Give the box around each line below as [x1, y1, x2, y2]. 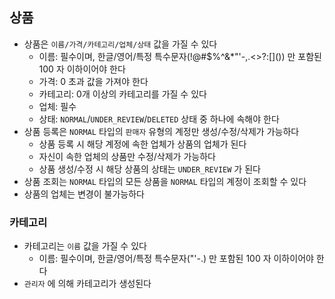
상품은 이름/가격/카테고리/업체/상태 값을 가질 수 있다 [23, 38, 218, 50]
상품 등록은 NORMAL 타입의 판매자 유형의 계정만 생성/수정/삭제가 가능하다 [23, 125, 300, 137]
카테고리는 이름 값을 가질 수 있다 [23, 240, 147, 252]
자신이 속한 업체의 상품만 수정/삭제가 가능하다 [38, 150, 216, 162]
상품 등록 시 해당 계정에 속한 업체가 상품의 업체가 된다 [38, 138, 247, 150]
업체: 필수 [38, 100, 77, 112]
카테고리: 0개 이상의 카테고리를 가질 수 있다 [38, 88, 207, 100]
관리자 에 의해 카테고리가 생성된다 [23, 278, 152, 290]
